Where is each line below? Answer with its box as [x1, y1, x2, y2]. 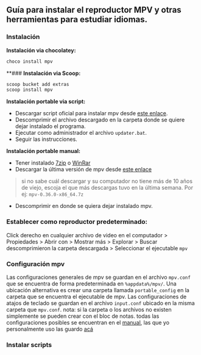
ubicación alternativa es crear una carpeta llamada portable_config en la [6, 286, 190, 293]
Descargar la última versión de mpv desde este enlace [15, 166, 152, 173]
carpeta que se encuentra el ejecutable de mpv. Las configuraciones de [6, 293, 187, 300]
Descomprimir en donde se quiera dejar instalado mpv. [15, 203, 153, 210]
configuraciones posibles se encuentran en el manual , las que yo [6, 318, 169, 326]
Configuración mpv [6, 259, 65, 268]
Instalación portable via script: [6, 98, 86, 106]
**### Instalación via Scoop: [6, 70, 81, 77]
